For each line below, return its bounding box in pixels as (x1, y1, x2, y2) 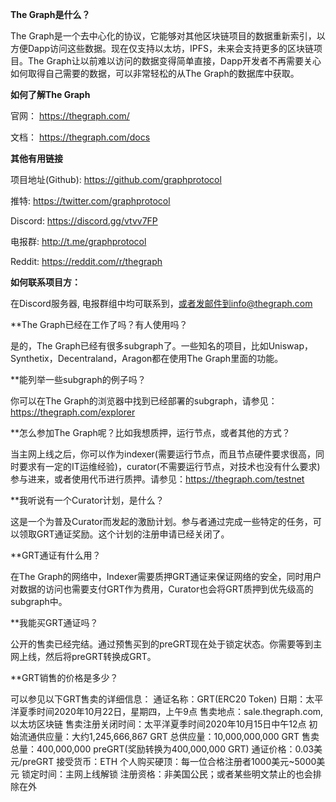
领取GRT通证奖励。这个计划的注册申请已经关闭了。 (18, 528, 230, 540)
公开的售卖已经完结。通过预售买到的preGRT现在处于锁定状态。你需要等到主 (10, 638, 323, 650)
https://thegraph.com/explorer (10, 406, 136, 418)
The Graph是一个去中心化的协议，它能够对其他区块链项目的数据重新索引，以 (10, 30, 326, 42)
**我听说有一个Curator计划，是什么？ (10, 494, 165, 506)
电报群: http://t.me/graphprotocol (10, 236, 147, 247)
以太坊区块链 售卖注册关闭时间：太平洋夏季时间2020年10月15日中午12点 (10, 718, 307, 730)
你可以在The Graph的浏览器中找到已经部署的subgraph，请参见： (10, 395, 278, 407)
